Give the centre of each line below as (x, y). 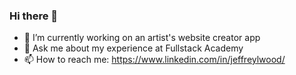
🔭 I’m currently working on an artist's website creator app (142, 38)
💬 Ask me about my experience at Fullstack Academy (133, 48)
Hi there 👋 (34, 16)
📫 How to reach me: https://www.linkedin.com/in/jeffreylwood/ (154, 60)
